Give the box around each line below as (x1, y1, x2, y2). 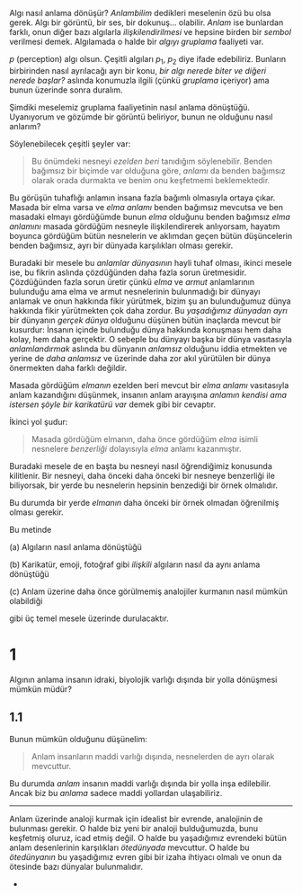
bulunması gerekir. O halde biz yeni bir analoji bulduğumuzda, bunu (9, 822, 259, 834)
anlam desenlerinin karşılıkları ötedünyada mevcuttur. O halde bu (9, 842, 250, 853)
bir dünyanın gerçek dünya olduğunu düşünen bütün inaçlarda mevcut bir (9, 315, 281, 325)
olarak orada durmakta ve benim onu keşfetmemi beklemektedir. (31, 174, 271, 185)
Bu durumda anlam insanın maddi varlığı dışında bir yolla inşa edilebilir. (9, 777, 271, 789)
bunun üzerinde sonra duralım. (9, 84, 123, 95)
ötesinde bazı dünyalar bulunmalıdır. (9, 861, 144, 872)
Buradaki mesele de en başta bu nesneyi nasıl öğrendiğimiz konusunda (9, 460, 272, 471)
